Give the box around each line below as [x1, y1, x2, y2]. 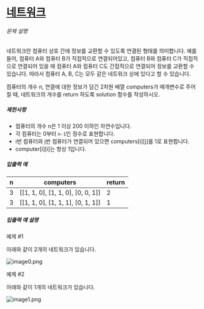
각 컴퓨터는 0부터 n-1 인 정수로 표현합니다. [15, 130, 115, 137]
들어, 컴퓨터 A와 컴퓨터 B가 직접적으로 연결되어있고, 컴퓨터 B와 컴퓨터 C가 [6, 55, 182, 62]
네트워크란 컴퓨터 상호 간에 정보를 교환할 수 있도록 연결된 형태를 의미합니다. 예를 [6, 47, 197, 55]
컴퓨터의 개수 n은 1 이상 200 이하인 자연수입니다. [15, 123, 132, 130]
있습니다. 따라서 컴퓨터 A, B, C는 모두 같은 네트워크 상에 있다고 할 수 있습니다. [6, 70, 191, 78]
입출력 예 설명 [6, 216, 38, 224]
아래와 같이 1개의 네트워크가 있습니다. [6, 283, 95, 291]
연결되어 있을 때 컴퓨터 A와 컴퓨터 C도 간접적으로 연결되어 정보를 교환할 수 [17, 62, 195, 70]
